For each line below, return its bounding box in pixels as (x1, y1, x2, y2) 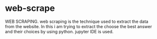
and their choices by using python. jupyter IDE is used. (5, 29, 114, 34)
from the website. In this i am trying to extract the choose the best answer (5, 23, 152, 29)
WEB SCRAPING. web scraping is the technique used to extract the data (5, 19, 149, 24)
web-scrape (5, 3, 55, 14)
